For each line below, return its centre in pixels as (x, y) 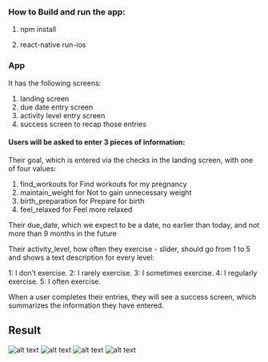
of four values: (32, 168)
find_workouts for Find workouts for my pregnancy (103, 184)
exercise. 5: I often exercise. (55, 281)
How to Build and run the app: (67, 12)
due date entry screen (56, 107)
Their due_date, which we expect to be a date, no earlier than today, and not (134, 225)
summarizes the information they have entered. (86, 305)
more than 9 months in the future (63, 233)
